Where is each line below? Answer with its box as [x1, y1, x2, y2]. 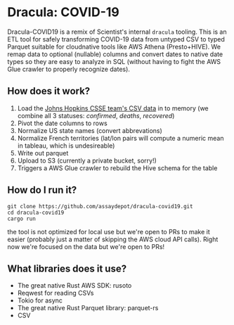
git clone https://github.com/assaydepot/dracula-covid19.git [7, 203, 193, 210]
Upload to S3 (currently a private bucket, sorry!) [17, 156, 157, 165]
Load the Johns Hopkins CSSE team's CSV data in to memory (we [17, 103, 209, 113]
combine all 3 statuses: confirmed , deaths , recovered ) [17, 111, 175, 120]
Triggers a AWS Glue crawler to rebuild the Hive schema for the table [17, 163, 218, 172]
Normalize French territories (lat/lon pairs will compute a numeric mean [17, 134, 224, 142]
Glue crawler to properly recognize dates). [7, 65, 130, 73]
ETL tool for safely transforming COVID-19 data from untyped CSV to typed [7, 34, 225, 43]
